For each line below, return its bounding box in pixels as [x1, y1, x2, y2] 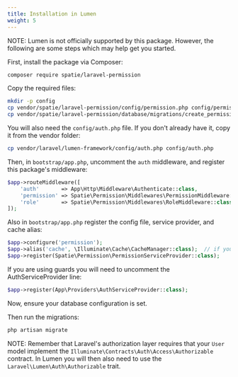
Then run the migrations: [7, 313, 79, 321]
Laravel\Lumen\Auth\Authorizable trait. [7, 361, 121, 370]
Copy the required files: [7, 84, 76, 93]
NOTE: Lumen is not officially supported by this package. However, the [7, 36, 214, 45]
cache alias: [7, 226, 42, 234]
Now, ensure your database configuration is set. [7, 298, 147, 308]
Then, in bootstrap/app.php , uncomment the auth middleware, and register [7, 157, 225, 166]
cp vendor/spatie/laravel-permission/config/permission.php [7, 104, 189, 112]
